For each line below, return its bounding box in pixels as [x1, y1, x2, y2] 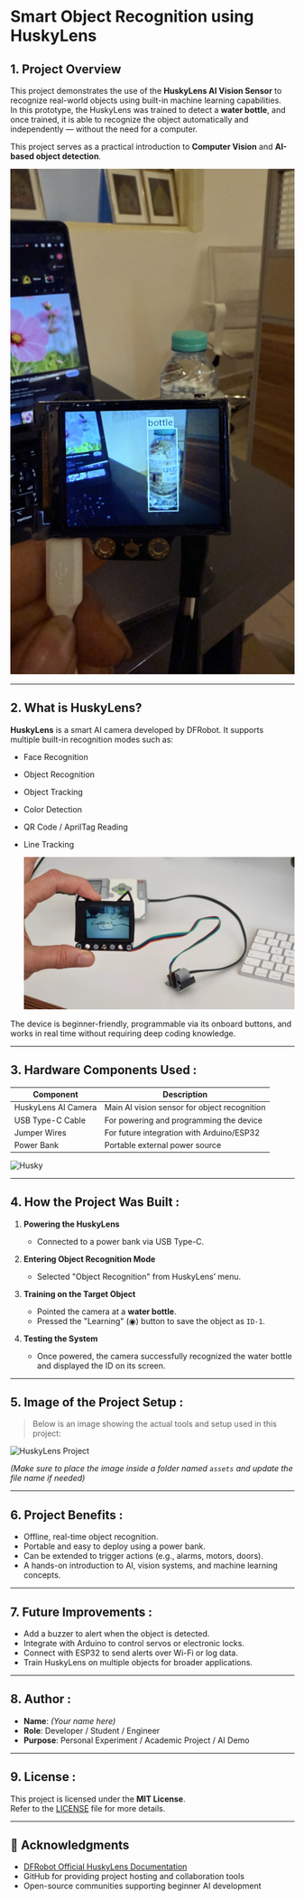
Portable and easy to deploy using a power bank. [23, 1541, 207, 1552]
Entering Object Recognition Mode [23, 1253, 156, 1265]
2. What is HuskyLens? [10, 700, 143, 716]
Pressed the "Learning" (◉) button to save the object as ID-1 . [36, 1315, 265, 1326]
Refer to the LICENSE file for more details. [10, 1803, 166, 1813]
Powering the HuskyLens [23, 1219, 120, 1229]
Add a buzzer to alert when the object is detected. [23, 1627, 210, 1639]
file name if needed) [10, 1473, 86, 1484]
